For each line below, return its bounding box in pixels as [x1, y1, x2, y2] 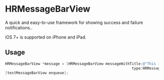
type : [131, 66, 143, 71]
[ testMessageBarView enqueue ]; [5, 70, 69, 75]
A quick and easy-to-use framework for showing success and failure [5, 20, 143, 25]
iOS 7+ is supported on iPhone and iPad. [5, 34, 87, 40]
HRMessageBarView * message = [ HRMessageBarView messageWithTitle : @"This [5, 61, 156, 66]
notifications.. [5, 24, 33, 30]
